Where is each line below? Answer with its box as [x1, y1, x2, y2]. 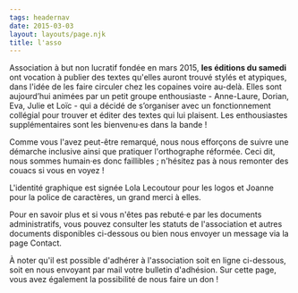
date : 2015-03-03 [9, 21, 74, 30]
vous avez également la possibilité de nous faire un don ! [9, 274, 219, 285]
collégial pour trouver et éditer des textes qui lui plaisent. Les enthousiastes [9, 110, 288, 121]
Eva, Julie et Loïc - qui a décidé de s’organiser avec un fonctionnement [9, 100, 271, 112]
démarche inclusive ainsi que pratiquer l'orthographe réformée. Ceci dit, [9, 146, 276, 157]
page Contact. [9, 238, 63, 248]
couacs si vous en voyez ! [9, 165, 105, 176]
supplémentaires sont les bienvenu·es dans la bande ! [9, 120, 208, 130]
